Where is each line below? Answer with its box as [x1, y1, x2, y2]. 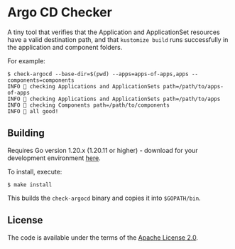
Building [7, 127, 45, 139]
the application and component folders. [7, 43, 123, 51]
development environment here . [7, 154, 101, 162]
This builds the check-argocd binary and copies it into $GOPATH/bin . [7, 194, 201, 202]
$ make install [7, 181, 53, 189]
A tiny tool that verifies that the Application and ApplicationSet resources [7, 28, 220, 36]
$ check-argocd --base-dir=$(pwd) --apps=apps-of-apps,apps [7, 70, 190, 78]
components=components [7, 76, 75, 84]
